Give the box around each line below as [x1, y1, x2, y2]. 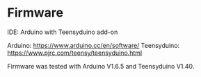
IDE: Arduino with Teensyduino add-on [7, 28, 118, 36]
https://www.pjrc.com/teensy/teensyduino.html [7, 49, 143, 57]
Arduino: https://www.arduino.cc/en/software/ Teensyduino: [7, 41, 180, 49]
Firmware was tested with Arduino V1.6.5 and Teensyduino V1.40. [7, 62, 195, 70]
